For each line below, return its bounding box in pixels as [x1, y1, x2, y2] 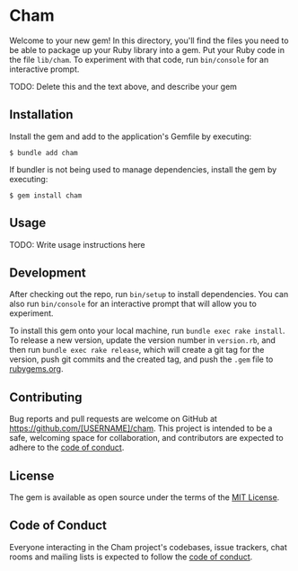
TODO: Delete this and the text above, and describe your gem [9, 81, 238, 92]
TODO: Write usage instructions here [9, 239, 145, 250]
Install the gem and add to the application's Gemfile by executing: [9, 131, 252, 142]
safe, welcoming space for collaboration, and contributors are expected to [9, 433, 285, 444]
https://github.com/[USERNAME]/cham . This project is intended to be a [9, 423, 273, 434]
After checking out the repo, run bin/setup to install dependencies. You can [9, 289, 289, 300]
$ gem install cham [9, 190, 83, 200]
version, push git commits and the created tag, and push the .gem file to [9, 354, 274, 365]
